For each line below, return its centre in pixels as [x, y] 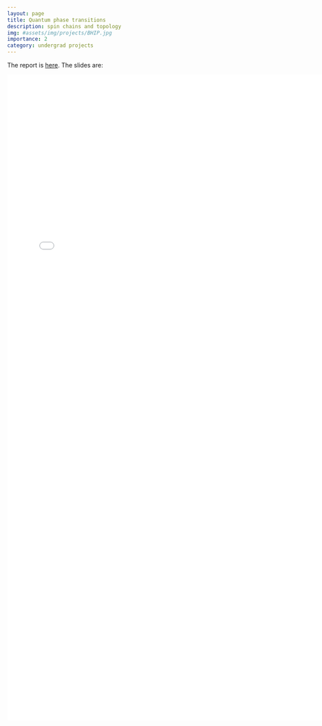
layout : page [26, 13]
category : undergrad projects [51, 45]
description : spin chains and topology [64, 26]
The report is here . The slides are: [55, 65]
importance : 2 [28, 39]
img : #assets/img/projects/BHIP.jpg [60, 33]
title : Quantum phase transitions [57, 20]
